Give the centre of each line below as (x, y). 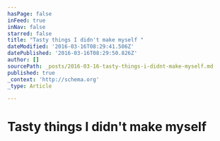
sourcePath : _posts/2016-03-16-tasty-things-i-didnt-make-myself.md (110, 66)
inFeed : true (27, 20)
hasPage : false (30, 14)
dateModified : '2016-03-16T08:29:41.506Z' (71, 47)
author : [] (23, 60)
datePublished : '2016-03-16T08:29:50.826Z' (73, 54)
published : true (31, 73)
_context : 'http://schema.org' (53, 79)
